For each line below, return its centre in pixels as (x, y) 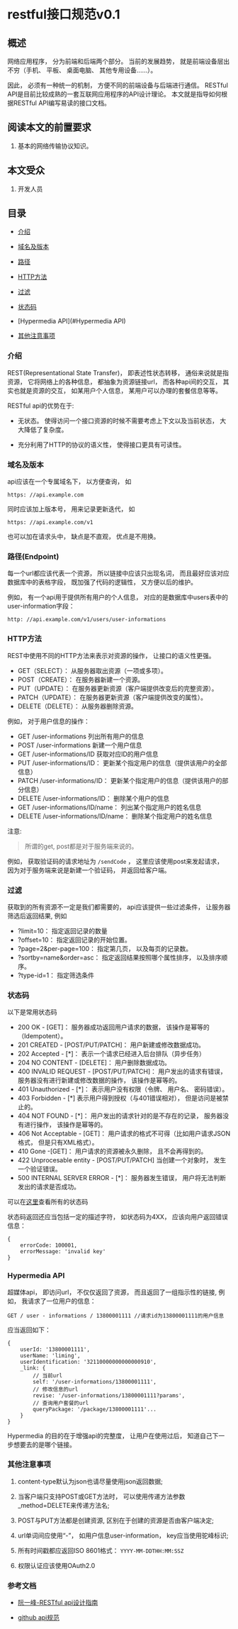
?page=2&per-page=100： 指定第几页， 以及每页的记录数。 (105, 948)
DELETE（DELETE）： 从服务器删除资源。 (78, 706)
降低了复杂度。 (46, 429)
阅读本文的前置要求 (49, 127)
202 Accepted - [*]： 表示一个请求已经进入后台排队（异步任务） (111, 1054)
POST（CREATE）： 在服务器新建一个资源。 (80, 679)
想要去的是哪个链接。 (44, 1445)
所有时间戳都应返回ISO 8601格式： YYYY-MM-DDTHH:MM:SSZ (101, 1550)
